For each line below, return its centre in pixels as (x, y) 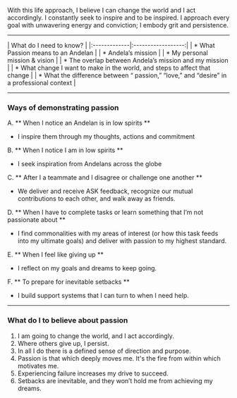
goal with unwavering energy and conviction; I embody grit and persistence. (118, 25)
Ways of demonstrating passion (63, 107)
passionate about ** (36, 220)
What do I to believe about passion (68, 321)
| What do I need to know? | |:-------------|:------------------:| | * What (111, 45)
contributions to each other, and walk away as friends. (96, 199)
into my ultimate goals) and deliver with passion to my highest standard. (122, 241)
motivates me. (38, 366)
